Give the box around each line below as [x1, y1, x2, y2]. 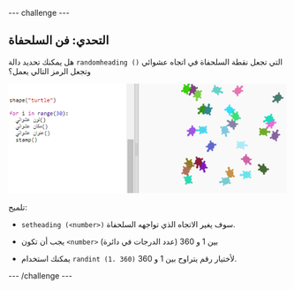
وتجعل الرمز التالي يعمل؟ [8, 65, 92, 76]
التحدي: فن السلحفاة [8, 33, 109, 48]
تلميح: [8, 202, 27, 213]
